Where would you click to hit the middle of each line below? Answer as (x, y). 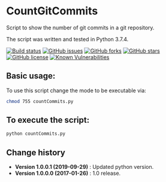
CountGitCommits (52, 11)
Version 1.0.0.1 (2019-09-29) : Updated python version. (84, 167)
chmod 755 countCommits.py (40, 101)
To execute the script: (48, 120)
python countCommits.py (36, 134)
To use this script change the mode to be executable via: (76, 90)
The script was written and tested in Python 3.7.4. (67, 39)
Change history (36, 152)
